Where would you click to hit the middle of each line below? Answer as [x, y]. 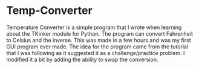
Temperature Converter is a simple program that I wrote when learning [94, 27]
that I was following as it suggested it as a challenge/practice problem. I [96, 53]
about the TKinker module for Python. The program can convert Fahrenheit [100, 33]
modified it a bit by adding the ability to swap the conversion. [82, 59]
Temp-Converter [49, 11]
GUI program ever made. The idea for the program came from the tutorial [97, 47]
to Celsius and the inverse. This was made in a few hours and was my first [99, 40]
